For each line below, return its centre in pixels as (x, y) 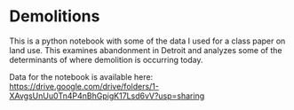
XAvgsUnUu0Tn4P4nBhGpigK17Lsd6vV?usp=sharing (107, 96)
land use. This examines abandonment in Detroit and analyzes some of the (146, 50)
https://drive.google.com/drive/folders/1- (84, 86)
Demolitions (55, 16)
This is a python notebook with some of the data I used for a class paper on (147, 41)
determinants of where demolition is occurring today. (106, 59)
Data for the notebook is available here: (81, 76)
